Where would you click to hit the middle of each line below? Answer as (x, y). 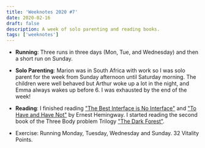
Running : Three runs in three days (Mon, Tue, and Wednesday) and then (107, 52)
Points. (24, 140)
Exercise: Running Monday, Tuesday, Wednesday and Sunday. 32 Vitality (107, 133)
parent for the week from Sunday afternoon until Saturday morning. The (106, 77)
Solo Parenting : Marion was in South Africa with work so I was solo (100, 70)
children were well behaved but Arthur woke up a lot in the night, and (102, 84)
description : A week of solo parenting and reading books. (83, 29)
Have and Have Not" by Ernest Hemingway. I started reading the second (106, 115)
